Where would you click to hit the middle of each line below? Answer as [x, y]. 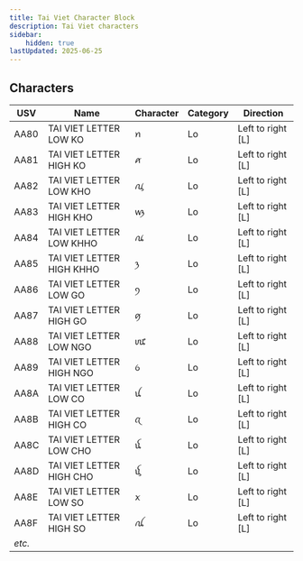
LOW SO [66, 502]
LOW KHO [70, 191]
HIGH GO [68, 321]
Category [208, 113]
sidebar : [26, 34]
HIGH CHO [71, 476]
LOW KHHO [73, 243]
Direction [263, 113]
